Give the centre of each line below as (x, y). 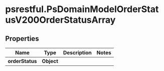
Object (50, 61)
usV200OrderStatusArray (60, 20)
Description (77, 53)
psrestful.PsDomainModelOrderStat (82, 9)
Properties (22, 39)
